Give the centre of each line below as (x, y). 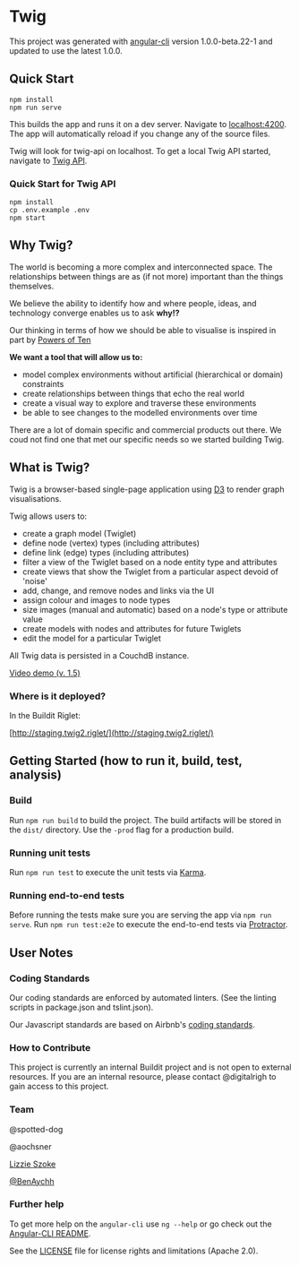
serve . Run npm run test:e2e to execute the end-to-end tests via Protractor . (149, 925)
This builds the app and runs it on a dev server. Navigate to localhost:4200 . (148, 124)
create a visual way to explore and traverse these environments (139, 403)
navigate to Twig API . (48, 160)
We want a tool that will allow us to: (76, 357)
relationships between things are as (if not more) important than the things (146, 276)
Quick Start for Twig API (63, 184)
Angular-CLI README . (50, 1233)
